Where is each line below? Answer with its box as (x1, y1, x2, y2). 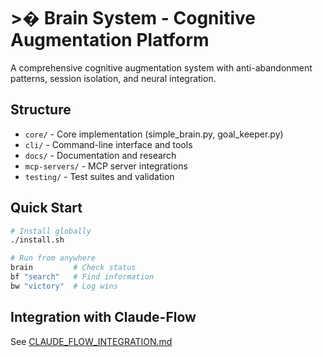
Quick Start (10, 200, 83, 217)
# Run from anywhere (10, 253, 97, 264)
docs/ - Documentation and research (24, 149, 177, 161)
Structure (10, 101, 72, 119)
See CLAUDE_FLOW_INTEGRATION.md (10, 335, 173, 347)
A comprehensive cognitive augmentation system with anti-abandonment (10, 61, 313, 74)
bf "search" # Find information (10, 272, 155, 282)
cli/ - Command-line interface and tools (24, 138, 193, 150)
